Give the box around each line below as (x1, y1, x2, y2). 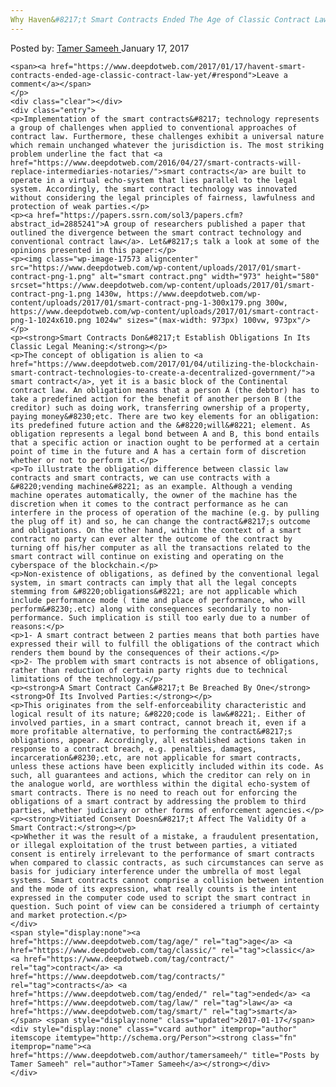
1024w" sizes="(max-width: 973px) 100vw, (95, 315, 271, 325)
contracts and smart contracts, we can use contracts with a (10, 472, 271, 483)
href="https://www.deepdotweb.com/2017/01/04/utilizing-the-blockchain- (10, 359, 320, 369)
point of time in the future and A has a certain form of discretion (10, 446, 307, 456)
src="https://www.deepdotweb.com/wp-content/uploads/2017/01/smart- (10, 262, 302, 273)
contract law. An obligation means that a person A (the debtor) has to (10, 385, 320, 395)
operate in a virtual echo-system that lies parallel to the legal (10, 175, 298, 185)
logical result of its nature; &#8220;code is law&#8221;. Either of (10, 709, 307, 719)
